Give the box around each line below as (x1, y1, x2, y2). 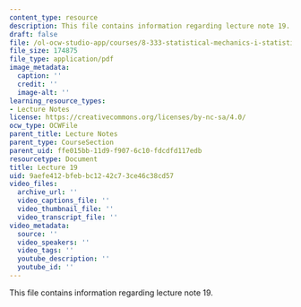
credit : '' (17, 80, 58, 89)
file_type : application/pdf (9, 55, 115, 64)
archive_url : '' (17, 188, 78, 197)
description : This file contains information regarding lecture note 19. (9, 21, 291, 30)
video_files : (9, 180, 58, 189)
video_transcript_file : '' (17, 212, 118, 222)
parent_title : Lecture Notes (9, 130, 118, 139)
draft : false (9, 30, 58, 38)
